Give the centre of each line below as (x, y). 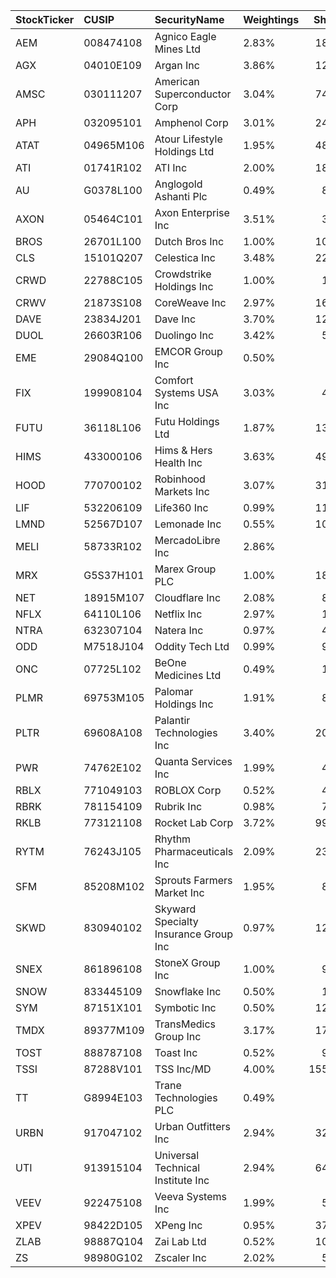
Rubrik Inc (178, 806)
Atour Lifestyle (188, 139)
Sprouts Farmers (193, 880)
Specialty (176, 921)
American (177, 81)
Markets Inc (182, 491)
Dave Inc (175, 319)
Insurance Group (194, 934)
